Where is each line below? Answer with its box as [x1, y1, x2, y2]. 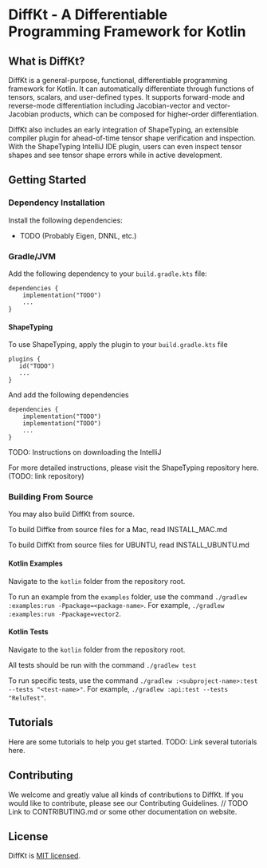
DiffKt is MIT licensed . [8, 851, 81, 861]
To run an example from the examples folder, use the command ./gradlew [8, 592, 248, 602]
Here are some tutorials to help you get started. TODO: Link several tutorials [8, 736, 257, 747]
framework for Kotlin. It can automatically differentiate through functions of [8, 84, 254, 93]
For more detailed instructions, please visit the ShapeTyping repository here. [8, 463, 259, 472]
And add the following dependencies [8, 390, 129, 400]
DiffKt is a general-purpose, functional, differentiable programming [8, 76, 228, 85]
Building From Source [8, 491, 93, 503]
